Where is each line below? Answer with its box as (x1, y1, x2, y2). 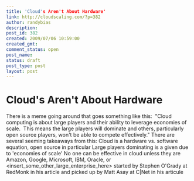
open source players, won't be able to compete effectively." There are (6, 131, 175, 138)
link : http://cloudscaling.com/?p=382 (6, 14, 101, 20)
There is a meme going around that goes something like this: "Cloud (6, 113, 172, 120)
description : (6, 25, 38, 31)
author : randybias (6, 19, 51, 25)
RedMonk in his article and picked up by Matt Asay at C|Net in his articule (6, 169, 183, 176)
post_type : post (6, 62, 46, 69)
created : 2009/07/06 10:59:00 (6, 36, 80, 41)
